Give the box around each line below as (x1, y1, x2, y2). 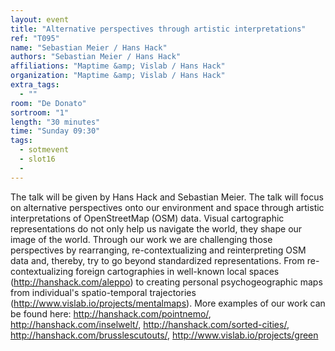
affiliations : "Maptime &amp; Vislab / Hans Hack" (10, 61, 226, 71)
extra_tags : (10, 80, 60, 90)
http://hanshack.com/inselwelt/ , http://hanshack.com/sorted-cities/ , (10, 318, 290, 330)
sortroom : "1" (10, 107, 70, 118)
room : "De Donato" (10, 98, 87, 108)
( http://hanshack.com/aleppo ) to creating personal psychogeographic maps (10, 276, 323, 288)
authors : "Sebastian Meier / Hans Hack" (10, 52, 182, 62)
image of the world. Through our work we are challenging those (10, 233, 273, 245)
